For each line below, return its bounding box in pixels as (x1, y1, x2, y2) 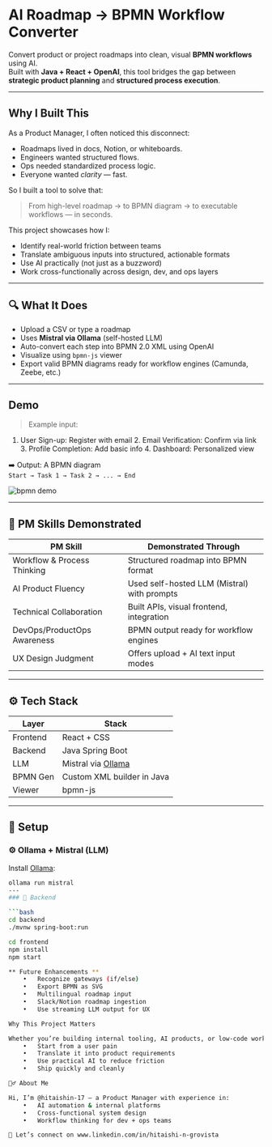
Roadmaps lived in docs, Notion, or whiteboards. (19, 143, 183, 153)
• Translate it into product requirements (23, 1050, 176, 1058)
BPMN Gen (12, 771, 55, 782)
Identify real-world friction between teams (19, 240, 162, 250)
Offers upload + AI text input (127, 648, 236, 659)
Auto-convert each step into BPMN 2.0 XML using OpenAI (19, 342, 215, 351)
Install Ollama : (8, 863, 56, 873)
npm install (8, 945, 49, 954)
